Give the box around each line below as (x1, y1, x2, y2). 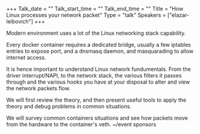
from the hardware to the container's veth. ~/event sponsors (6, 121, 157, 128)
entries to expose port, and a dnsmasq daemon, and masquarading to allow (6, 47, 194, 55)
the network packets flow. (6, 85, 70, 92)
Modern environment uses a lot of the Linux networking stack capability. (6, 29, 186, 37)
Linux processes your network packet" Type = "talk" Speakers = (6, 11, 166, 19)
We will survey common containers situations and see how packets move (6, 114, 188, 121)
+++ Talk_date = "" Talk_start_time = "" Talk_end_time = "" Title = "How (6, 5, 184, 12)
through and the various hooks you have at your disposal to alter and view (6, 78, 190, 85)
